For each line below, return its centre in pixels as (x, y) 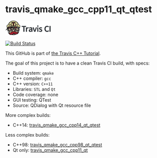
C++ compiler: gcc (32, 78)
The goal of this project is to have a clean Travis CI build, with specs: (77, 63)
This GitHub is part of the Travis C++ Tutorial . (53, 53)
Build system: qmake (33, 73)
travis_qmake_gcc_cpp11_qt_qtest (78, 9)
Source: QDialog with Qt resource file (52, 105)
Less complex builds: (28, 135)
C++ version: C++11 (33, 84)
